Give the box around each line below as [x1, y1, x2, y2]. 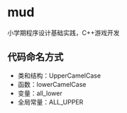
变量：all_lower [17, 89, 62, 97]
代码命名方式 [7, 51, 64, 64]
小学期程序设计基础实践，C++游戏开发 [7, 28, 120, 37]
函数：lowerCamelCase [17, 80, 87, 88]
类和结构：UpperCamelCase [17, 71, 101, 80]
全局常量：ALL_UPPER [17, 97, 84, 106]
